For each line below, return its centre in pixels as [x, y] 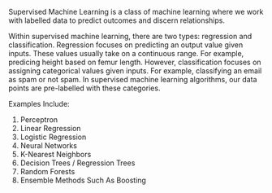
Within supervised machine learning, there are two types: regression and [130, 36]
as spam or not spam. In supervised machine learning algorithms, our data [133, 79]
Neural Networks [48, 145]
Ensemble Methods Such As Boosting [83, 180]
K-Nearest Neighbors [56, 154]
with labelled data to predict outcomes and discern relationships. [117, 20]
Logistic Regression [53, 137]
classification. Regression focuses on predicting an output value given [126, 45]
